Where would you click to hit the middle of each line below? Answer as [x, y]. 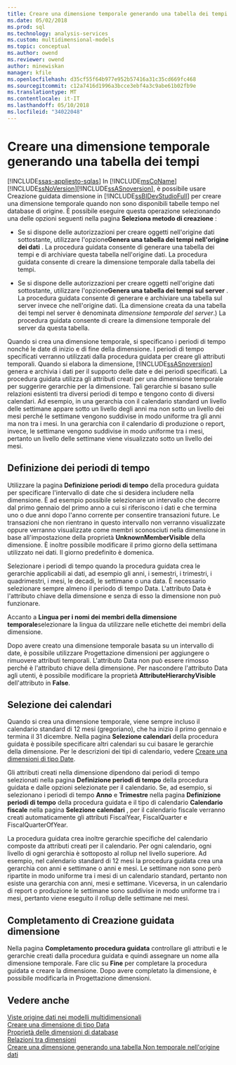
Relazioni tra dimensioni [42, 1039]
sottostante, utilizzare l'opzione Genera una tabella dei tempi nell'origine [123, 239]
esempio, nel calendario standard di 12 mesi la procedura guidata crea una [115, 861]
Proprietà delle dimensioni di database [63, 1032]
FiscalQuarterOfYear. [38, 825]
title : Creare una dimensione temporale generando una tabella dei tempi [118, 14]
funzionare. [24, 603]
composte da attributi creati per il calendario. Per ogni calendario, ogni [110, 846]
